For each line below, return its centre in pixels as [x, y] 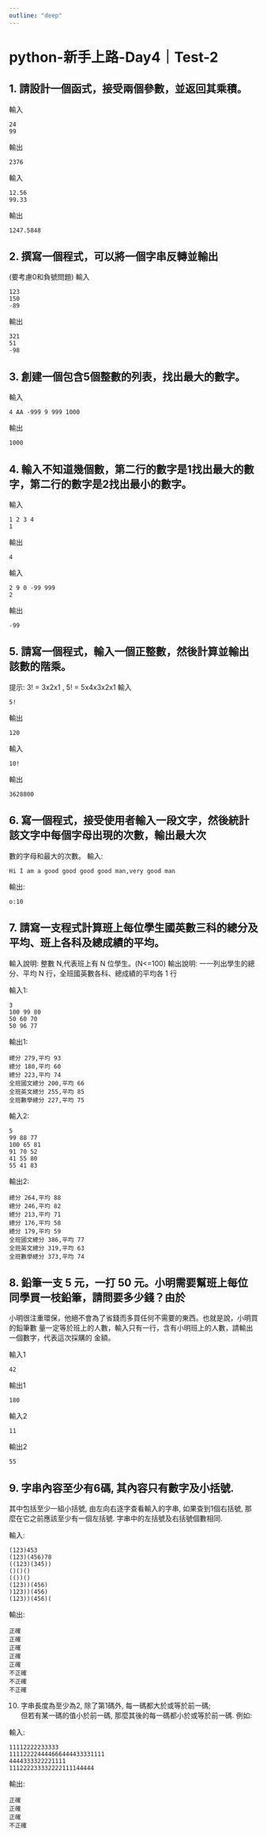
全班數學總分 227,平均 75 [47, 1100]
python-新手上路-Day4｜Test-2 [114, 57]
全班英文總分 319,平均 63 [47, 1248]
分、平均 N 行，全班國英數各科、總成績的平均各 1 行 [93, 973]
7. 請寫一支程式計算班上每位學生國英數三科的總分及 [133, 928]
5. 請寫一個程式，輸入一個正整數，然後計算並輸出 [129, 651]
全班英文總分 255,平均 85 [47, 1091]
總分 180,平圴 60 [35, 1066]
